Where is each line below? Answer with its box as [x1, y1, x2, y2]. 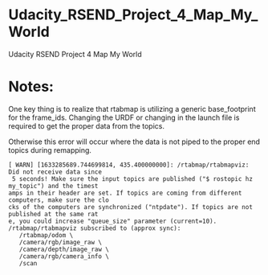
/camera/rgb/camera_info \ [18, 252, 110, 261]
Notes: [8, 78, 55, 96]
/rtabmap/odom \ [18, 231, 74, 239]
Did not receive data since [8, 167, 103, 176]
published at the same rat [8, 210, 99, 218]
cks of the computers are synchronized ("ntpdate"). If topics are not [8, 203, 253, 211]
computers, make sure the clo [8, 195, 110, 204]
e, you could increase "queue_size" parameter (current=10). [8, 217, 217, 225]
